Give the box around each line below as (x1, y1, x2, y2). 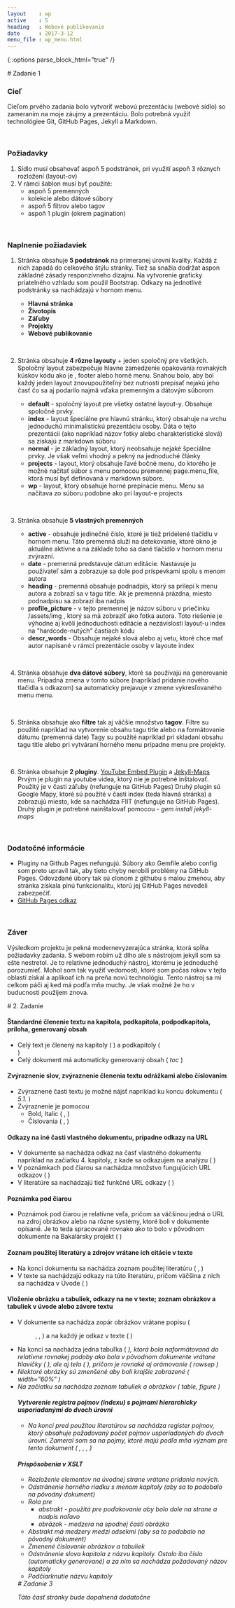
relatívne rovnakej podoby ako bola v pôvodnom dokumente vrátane (17, 1352, 216, 1361)
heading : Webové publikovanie (7, 23, 105, 30)
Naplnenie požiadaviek (7, 240, 87, 249)
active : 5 (7, 17, 49, 24)
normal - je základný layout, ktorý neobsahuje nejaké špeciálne (27, 444, 211, 453)
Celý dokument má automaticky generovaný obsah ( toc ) (17, 1055, 183, 1064)
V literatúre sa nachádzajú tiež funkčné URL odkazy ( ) (17, 1178, 175, 1187)
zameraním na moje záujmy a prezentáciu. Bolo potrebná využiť (7, 110, 191, 118)
